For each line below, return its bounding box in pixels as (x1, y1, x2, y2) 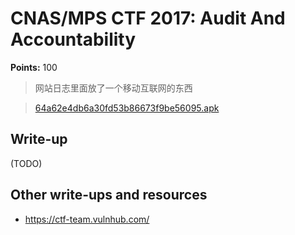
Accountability (10, 28, 137, 51)
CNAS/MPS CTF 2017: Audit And (10, 7, 286, 30)
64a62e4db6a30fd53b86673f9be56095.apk (34, 102, 220, 114)
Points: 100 (10, 61, 58, 73)
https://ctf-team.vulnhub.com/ (24, 213, 150, 225)
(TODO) (10, 157, 43, 169)
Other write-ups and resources (10, 187, 208, 204)
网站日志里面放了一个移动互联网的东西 (34, 82, 193, 94)
